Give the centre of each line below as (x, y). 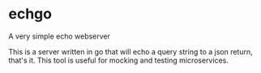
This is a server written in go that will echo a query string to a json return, (130, 51)
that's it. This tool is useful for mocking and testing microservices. (118, 60)
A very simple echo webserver (60, 36)
